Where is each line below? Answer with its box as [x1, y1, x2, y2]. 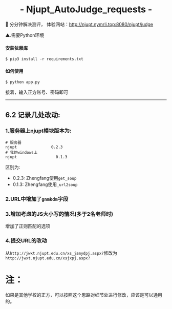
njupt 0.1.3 [5, 155, 68, 160]
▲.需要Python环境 [5, 32, 45, 38]
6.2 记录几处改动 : [5, 110, 60, 119]
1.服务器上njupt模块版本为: [5, 127, 72, 134]
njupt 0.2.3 [5, 145, 63, 150]
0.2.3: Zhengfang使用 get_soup [12, 175, 77, 181]
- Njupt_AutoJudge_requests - [19, 4, 153, 15]
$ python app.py [5, 79, 40, 85]
